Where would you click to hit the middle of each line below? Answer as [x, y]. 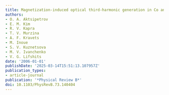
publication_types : [26, 71]
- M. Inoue [17, 43]
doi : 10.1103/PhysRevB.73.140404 [40, 84]
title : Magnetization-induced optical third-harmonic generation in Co [82, 10]
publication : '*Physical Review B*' [44, 80]
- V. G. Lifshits [23, 57]
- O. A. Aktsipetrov [27, 19]
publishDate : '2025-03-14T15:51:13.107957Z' [53, 66]
